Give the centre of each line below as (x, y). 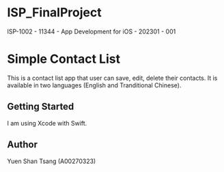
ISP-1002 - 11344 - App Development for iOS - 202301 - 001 (92, 31)
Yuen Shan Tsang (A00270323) (52, 161)
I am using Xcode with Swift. (47, 123)
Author (22, 145)
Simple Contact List (64, 59)
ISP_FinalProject (54, 13)
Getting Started (41, 107)
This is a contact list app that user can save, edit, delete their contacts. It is (112, 78)
